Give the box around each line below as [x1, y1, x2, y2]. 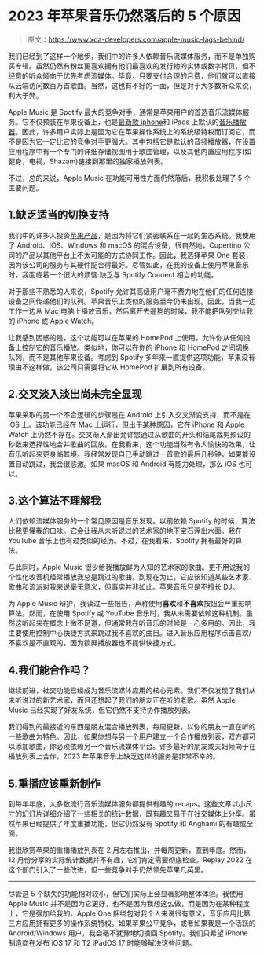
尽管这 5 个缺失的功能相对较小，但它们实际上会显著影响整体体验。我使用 [8, 889, 244, 898]
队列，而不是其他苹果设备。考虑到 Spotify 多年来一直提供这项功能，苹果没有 [8, 352, 255, 362]
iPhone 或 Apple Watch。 [16, 316, 99, 325]
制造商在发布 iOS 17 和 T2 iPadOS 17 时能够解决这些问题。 [8, 938, 196, 947]
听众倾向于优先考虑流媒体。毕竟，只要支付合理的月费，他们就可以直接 [28, 71, 256, 80]
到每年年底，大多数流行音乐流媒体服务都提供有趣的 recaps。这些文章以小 [8, 799, 246, 808]
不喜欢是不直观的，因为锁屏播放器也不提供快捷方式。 [8, 638, 181, 648]
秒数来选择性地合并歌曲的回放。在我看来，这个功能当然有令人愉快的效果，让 [8, 439, 256, 449]
